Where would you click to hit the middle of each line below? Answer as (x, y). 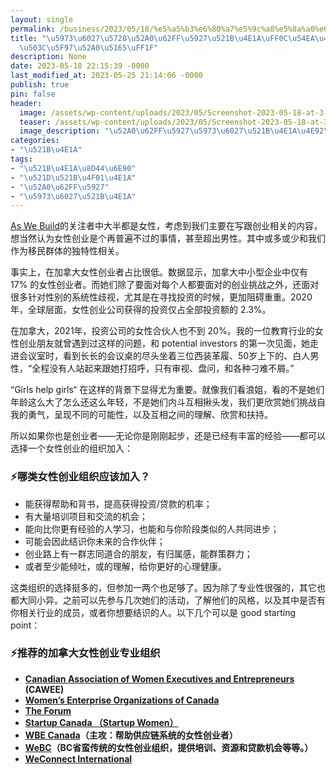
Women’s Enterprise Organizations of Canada (122, 700)
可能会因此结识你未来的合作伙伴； (95, 541)
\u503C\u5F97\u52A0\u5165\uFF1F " (89, 47)
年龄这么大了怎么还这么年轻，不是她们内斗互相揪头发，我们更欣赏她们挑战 (163, 402)
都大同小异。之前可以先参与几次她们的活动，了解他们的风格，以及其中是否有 (168, 600)
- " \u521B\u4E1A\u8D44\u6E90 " (73, 168)
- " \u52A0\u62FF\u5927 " (60, 187)
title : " (28, 38)
